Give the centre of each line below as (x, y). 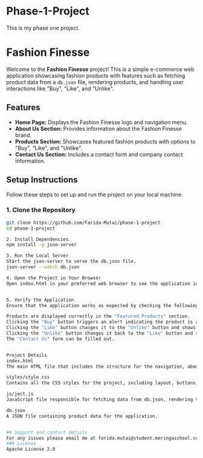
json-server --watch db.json (43, 267)
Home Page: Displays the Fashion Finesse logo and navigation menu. (101, 122)
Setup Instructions (42, 180)
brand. (23, 135)
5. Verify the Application (40, 300)
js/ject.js (20, 394)
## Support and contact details (47, 432)
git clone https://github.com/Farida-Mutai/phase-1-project (84, 222)
